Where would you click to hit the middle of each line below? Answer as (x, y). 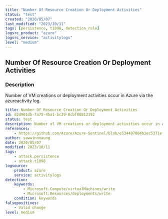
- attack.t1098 (30, 161)
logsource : (16, 165)
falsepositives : (22, 203)
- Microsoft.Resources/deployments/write (67, 194)
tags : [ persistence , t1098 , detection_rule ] (52, 28)
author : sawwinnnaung (28, 138)
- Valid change (30, 207)
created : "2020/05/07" (29, 19)
